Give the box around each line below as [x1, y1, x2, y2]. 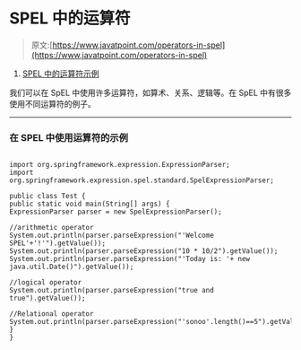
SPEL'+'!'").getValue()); [9, 239, 106, 248]
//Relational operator [9, 310, 94, 319]
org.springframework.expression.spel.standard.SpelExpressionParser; [9, 176, 275, 185]
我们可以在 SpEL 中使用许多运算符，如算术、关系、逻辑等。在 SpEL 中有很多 [9, 87, 292, 98]
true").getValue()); [9, 293, 87, 303]
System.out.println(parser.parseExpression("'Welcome [9, 231, 215, 241]
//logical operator [9, 278, 82, 287]
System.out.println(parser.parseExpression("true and [9, 286, 215, 295]
